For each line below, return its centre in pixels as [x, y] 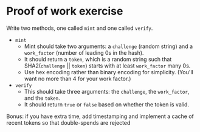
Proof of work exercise [65, 11]
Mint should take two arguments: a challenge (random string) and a [109, 46]
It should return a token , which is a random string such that [98, 59]
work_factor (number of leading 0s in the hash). [84, 52]
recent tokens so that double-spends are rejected [68, 122]
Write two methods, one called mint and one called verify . [80, 28]
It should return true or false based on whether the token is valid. [107, 104]
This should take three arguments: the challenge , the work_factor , [107, 91]
